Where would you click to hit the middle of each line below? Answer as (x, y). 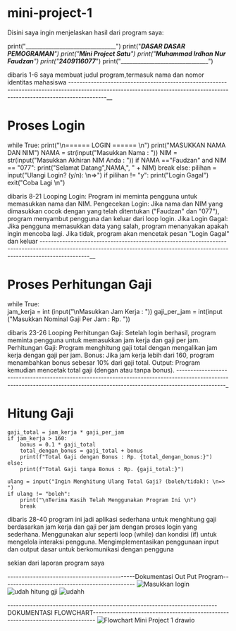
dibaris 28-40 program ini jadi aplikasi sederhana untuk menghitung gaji (112, 519)
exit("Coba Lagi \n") (36, 182)
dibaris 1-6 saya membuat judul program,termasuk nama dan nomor (106, 75)
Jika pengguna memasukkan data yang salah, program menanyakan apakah (118, 226)
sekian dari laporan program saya (56, 563)
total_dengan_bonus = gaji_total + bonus (81, 451)
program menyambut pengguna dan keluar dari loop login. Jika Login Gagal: (118, 218)
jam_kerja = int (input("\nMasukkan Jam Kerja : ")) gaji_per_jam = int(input (115, 311)
